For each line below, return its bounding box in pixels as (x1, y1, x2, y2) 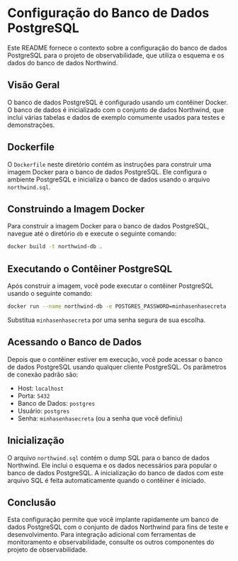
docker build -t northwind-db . (7, 243, 103, 250)
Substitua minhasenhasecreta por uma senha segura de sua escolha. (7, 316, 206, 324)
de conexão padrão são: (7, 370, 79, 379)
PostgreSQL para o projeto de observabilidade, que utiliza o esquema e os (7, 51, 225, 60)
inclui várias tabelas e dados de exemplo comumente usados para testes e (7, 113, 225, 121)
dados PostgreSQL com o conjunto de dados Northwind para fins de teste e (7, 523, 229, 531)
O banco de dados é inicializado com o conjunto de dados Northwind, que (7, 105, 225, 114)
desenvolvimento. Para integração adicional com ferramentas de (7, 531, 196, 539)
